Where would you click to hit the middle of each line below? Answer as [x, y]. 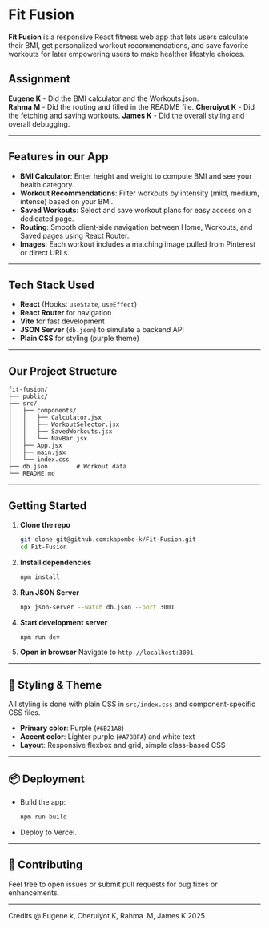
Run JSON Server [50, 592]
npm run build [43, 817]
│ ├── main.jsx [37, 453]
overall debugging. [39, 124]
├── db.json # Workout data [68, 467]
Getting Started [48, 506]
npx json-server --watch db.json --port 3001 [97, 607]
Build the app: [43, 802]
